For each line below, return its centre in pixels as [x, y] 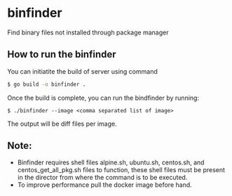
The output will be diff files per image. [62, 124]
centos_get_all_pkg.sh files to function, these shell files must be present [121, 170]
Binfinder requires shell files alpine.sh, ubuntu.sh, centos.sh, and [111, 162]
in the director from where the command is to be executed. [102, 178]
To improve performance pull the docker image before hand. [105, 185]
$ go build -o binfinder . [47, 84]
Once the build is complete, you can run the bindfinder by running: [103, 98]
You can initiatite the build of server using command [82, 71]
